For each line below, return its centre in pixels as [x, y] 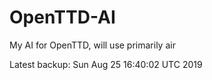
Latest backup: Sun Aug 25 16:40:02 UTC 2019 [106, 64]
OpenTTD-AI [62, 17]
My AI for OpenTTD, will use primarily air [92, 45]
